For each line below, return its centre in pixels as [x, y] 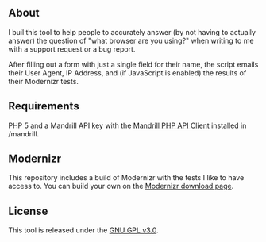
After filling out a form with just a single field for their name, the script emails [133, 64]
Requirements [44, 106]
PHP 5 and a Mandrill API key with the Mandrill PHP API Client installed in [127, 125]
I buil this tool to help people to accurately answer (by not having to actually [132, 32]
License [28, 211]
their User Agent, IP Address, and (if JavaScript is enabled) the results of [127, 73]
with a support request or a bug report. [72, 49]
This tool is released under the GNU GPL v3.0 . [83, 230]
